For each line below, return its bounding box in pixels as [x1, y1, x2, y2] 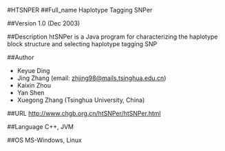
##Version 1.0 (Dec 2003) [7, 19, 81, 27]
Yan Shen [17, 89, 45, 97]
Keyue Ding [17, 67, 50, 74]
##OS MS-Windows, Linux [7, 136, 83, 144]
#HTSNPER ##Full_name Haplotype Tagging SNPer [7, 6, 153, 14]
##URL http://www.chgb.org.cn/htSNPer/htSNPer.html [7, 110, 161, 117]
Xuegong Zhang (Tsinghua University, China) [17, 96, 145, 104]
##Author [7, 53, 34, 61]
